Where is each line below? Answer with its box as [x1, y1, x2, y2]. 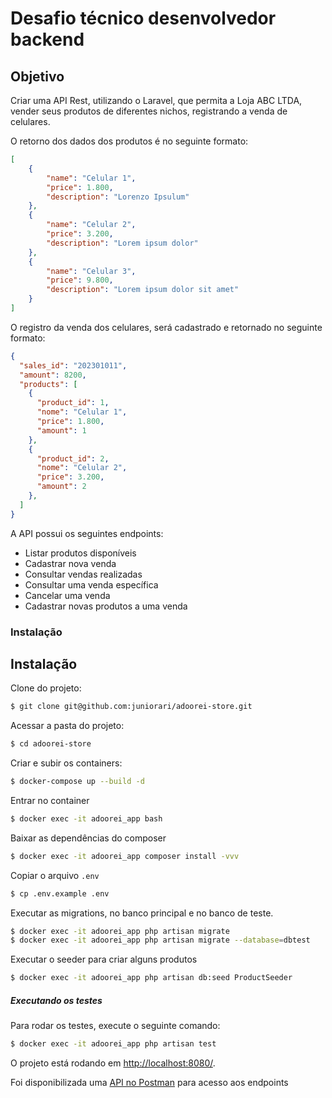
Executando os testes [10, 994, 103, 1006]
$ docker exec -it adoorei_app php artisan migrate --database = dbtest [10, 935, 311, 946]
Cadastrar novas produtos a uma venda [24, 600, 188, 612]
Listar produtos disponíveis [24, 547, 137, 559]
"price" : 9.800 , [46, 275, 114, 286]
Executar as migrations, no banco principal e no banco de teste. [10, 907, 274, 919]
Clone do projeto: [10, 682, 82, 694]
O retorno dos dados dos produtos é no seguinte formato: [10, 135, 249, 147]
